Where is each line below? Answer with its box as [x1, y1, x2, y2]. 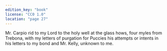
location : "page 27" [5, 16, 49, 21]
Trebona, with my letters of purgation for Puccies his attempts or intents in [5, 35, 159, 41]
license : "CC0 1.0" [5, 12, 46, 17]
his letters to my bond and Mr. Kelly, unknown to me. [5, 41, 114, 47]
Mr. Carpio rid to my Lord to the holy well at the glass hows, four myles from [5, 30, 162, 36]
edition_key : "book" [5, 7, 49, 12]
